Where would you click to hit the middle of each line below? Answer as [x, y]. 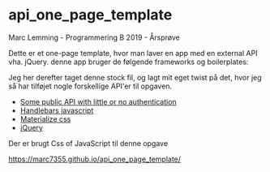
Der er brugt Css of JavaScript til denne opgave [88, 143]
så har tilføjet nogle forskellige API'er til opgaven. [90, 86]
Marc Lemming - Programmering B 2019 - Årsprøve [94, 37]
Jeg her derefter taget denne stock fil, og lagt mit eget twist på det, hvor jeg [135, 77]
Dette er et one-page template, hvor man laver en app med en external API [133, 53]
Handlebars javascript [57, 110]
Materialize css [45, 118]
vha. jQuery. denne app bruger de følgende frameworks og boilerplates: [129, 62]
